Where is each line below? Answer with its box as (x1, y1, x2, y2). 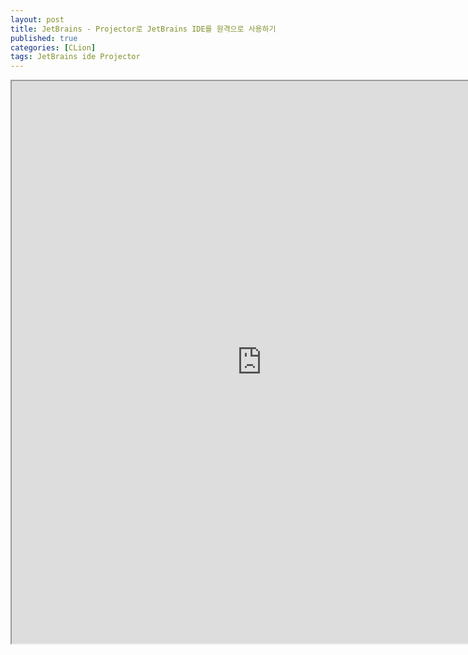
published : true (10, 33, 78, 43)
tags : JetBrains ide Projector (10, 52, 141, 62)
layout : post (10, 14, 65, 25)
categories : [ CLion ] (10, 42, 97, 53)
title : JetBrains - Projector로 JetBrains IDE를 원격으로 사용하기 (10, 24, 277, 34)
